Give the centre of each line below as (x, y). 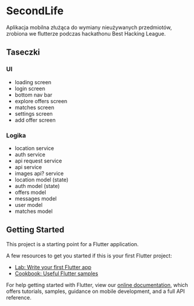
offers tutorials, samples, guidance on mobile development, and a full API (96, 291)
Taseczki (23, 52)
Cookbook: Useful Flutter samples (56, 273)
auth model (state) (37, 186)
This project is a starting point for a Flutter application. (72, 244)
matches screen (34, 107)
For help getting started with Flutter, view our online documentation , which (97, 285)
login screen (30, 88)
